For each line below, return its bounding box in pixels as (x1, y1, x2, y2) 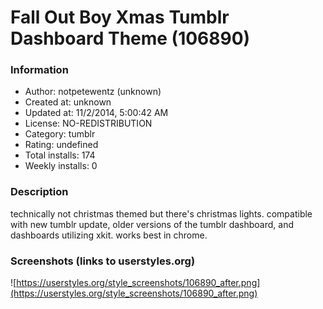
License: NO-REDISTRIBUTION (24, 117, 153, 130)
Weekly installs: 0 (24, 160, 98, 172)
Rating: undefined (24, 139, 99, 151)
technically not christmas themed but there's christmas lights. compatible (10, 207, 313, 220)
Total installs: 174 (24, 149, 96, 161)
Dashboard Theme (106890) (10, 27, 251, 50)
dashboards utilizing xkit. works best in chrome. (10, 229, 208, 241)
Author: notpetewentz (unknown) (24, 86, 162, 98)
